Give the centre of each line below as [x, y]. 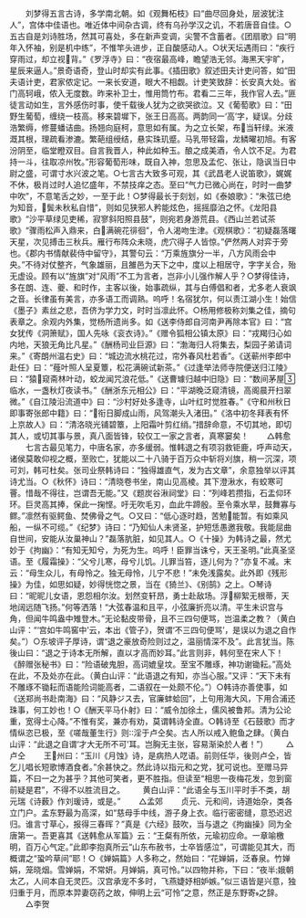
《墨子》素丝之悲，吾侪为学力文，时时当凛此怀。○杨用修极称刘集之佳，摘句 [153, 310]
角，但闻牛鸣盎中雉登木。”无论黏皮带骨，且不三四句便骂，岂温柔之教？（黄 [149, 618]
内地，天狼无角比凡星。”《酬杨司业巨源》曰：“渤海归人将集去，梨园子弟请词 [151, 344]
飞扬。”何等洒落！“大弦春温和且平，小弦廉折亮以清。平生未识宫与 [162, 607]
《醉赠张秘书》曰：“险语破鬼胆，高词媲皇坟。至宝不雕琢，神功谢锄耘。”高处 [151, 664]
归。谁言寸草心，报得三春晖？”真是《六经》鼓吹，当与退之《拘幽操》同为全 [151, 824]
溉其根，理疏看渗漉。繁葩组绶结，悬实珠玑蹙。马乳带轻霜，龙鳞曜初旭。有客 [153, 139]
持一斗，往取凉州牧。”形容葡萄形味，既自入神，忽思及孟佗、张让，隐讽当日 [149, 162]
